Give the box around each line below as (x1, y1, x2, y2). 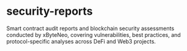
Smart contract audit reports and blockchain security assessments (6, 25, 175, 32)
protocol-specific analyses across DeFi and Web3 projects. (6, 37, 156, 45)
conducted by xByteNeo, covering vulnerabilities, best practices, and (6, 31, 181, 38)
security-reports (6, 4, 93, 18)
